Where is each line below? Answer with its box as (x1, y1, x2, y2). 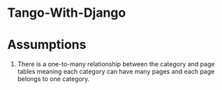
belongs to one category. (17, 75, 90, 83)
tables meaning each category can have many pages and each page (17, 68, 215, 76)
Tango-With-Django (7, 5, 126, 21)
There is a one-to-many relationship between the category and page (17, 60, 215, 68)
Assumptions (7, 37, 87, 53)
